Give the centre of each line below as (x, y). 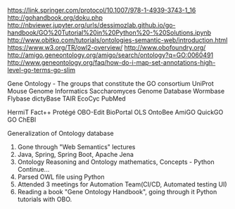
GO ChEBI (22, 120)
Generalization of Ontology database (61, 133)
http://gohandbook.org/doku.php (55, 18)
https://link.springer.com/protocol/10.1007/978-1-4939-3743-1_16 (102, 10)
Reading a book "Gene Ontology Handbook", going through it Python (117, 192)
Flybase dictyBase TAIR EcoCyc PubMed (66, 99)
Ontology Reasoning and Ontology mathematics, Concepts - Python (116, 162)
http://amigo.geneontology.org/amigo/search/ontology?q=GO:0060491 (110, 55)
